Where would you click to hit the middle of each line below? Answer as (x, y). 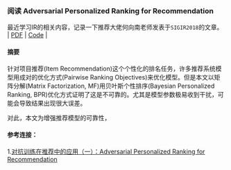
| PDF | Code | (27, 35)
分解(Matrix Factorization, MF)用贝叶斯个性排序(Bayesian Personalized (114, 86)
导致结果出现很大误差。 (53, 103)
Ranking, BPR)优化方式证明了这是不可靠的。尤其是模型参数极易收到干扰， (113, 94)
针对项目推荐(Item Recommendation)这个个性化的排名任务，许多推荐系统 (112, 68)
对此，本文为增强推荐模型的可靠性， (59, 117)
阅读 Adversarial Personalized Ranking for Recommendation (110, 10)
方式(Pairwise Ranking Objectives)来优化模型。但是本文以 (132, 77)
